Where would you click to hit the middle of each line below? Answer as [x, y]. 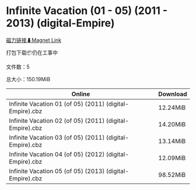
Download [173, 94]
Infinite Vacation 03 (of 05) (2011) [57, 137]
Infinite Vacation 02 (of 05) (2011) [57, 120]
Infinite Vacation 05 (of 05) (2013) [57, 171]
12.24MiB [172, 108]
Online [81, 94]
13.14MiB [172, 141]
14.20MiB [172, 124]
